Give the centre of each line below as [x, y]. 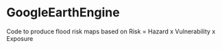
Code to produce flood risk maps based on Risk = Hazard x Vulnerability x [111, 31]
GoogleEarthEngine [63, 13]
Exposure [20, 38]
